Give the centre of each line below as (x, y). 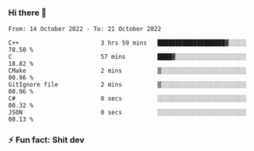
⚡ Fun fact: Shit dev (46, 140)
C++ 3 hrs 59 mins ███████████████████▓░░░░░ (127, 43)
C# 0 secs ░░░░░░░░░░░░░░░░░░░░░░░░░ (127, 99)
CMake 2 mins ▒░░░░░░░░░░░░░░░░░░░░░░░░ (127, 71)
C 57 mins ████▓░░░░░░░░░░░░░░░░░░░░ (127, 57)
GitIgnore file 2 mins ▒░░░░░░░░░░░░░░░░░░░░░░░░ (127, 85)
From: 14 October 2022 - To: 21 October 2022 (85, 29)
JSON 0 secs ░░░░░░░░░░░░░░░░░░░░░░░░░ (127, 113)
